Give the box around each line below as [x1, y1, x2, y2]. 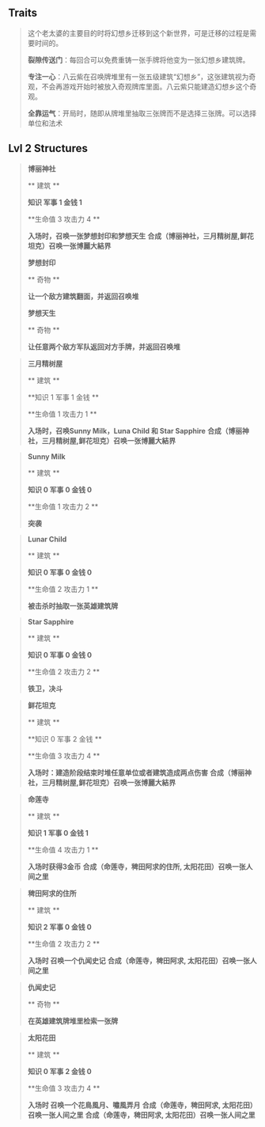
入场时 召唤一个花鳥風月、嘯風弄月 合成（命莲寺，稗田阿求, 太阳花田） [27, 1100, 257, 1110]
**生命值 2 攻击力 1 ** [27, 584, 99, 594]
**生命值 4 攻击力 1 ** [27, 844, 99, 854]
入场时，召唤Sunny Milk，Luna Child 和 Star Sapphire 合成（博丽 [27, 426, 243, 435]
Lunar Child [27, 534, 67, 544]
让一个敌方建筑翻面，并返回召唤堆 [27, 291, 139, 301]
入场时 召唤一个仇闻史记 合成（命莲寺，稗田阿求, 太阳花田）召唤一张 [27, 955, 251, 965]
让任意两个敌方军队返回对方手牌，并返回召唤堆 [27, 342, 180, 351]
